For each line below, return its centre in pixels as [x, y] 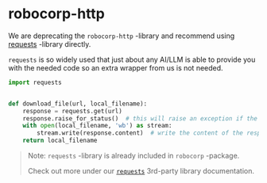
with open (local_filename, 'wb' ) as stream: [97, 126]
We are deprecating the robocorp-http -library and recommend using [122, 36]
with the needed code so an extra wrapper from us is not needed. [116, 67]
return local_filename [60, 141]
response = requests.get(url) [73, 111]
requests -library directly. [50, 44]
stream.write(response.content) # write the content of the [140, 133]
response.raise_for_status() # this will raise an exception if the [140, 118]
